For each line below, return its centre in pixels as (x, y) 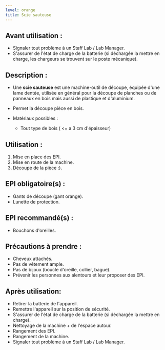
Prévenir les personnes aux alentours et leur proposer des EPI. (79, 275)
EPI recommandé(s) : (39, 218)
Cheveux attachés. (33, 259)
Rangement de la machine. (41, 337)
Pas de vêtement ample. (38, 264)
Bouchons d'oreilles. (34, 230)
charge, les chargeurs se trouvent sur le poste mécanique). (75, 59)
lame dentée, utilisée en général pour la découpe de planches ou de (85, 93)
